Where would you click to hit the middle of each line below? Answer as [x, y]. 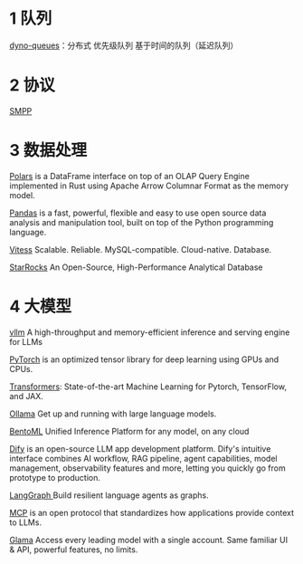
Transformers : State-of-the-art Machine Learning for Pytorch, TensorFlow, [148, 387]
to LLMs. [26, 522]
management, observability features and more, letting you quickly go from [148, 468]
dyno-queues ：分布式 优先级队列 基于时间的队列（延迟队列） [124, 45]
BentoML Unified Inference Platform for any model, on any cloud [129, 431]
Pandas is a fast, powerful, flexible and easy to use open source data [138, 213]
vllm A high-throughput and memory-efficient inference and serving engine [150, 332]
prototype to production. [55, 477]
